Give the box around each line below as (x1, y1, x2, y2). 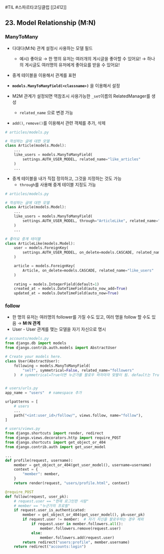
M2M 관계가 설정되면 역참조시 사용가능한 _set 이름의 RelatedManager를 (12, 93, 150, 99)
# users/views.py (5, 426, 41, 431)
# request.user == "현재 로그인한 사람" (14, 499, 89, 504)
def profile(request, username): (5, 458, 73, 463)
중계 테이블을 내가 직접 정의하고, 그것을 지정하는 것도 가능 (12, 176, 122, 181)
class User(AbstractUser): (5, 358, 60, 364)
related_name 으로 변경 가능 (19, 109, 73, 115)
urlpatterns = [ (5, 399, 38, 404)
